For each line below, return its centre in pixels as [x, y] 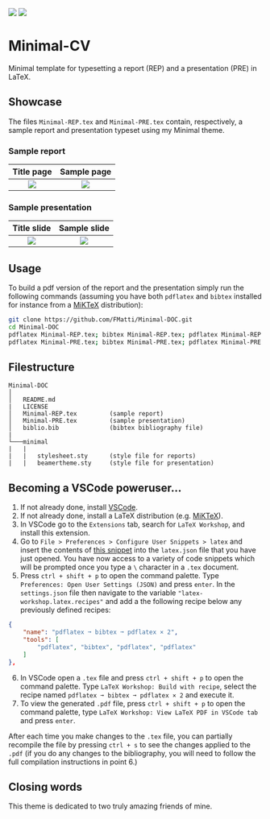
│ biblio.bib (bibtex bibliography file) [106, 428]
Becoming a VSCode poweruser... [95, 488]
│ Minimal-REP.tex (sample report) [86, 414]
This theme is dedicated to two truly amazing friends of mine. [110, 806]
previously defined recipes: [65, 610]
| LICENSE [28, 407]
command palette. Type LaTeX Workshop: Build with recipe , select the [138, 686]
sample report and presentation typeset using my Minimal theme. [116, 130]
